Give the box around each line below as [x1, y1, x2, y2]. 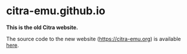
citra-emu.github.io [6, 4, 105, 18]
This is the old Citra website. [6, 24, 79, 31]
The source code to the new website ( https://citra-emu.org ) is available [6, 35, 182, 42]
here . [6, 42, 19, 49]
